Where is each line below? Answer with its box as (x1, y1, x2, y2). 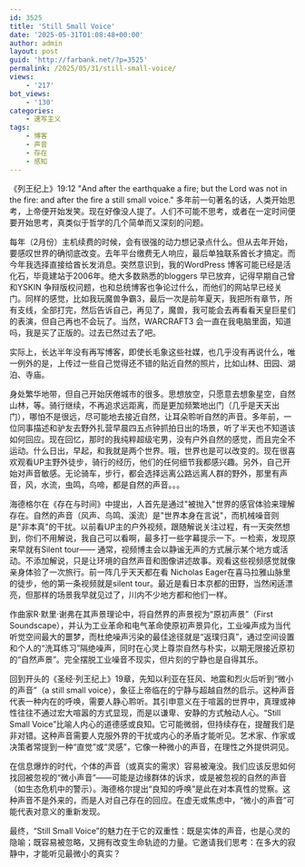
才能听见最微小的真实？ (33, 848, 121, 859)
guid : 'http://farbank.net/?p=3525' (9, 55, 148, 64)
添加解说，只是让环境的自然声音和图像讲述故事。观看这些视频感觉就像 (33, 555, 296, 566)
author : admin (9, 38, 64, 48)
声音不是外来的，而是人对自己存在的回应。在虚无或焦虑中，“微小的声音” (16, 794, 288, 805)
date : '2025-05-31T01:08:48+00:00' (9, 30, 144, 39)
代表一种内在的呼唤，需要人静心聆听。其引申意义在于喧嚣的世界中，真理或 (9, 695, 288, 706)
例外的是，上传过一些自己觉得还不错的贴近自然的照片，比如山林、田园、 (16, 358, 288, 369)
